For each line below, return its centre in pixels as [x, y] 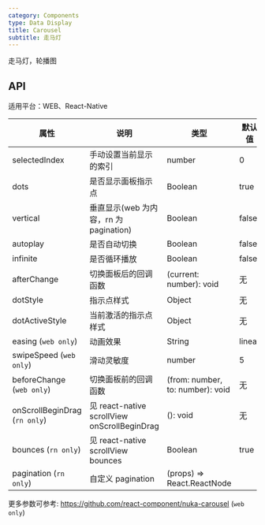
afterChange [35, 279]
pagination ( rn [39, 474]
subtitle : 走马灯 [35, 37]
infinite [25, 259]
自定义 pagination [122, 479]
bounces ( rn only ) [47, 450]
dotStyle [28, 300]
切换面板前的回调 [121, 379]
